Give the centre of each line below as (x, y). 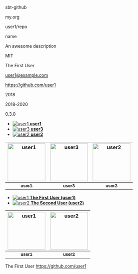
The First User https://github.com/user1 (46, 266)
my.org (12, 17)
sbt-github (16, 7)
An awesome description (31, 46)
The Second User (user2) (57, 203)
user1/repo (16, 27)
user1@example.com (27, 75)
